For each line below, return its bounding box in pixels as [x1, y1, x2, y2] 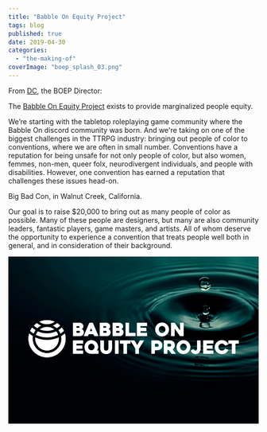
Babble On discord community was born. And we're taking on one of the [8, 125, 245, 134]
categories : [8, 46, 48, 55]
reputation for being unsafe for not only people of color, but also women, [8, 150, 246, 160]
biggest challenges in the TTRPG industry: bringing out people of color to [8, 134, 248, 143]
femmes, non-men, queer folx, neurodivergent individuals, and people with [8, 159, 253, 169]
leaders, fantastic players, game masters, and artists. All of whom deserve [8, 224, 252, 233]
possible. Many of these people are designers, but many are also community [8, 215, 259, 224]
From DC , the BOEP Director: [8, 86, 103, 95]
